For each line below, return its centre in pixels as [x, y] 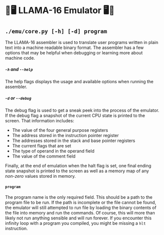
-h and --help [19, 69]
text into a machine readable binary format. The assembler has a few [74, 47]
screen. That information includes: [40, 120]
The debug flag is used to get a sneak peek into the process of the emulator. [82, 110]
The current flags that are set [42, 145]
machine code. [20, 58]
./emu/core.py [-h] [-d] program [56, 31]
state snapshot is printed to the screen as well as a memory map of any [77, 171]
